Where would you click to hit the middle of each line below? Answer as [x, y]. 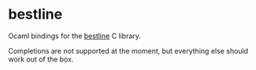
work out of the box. [41, 59]
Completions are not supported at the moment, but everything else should [128, 51]
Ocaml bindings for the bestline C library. [75, 36]
